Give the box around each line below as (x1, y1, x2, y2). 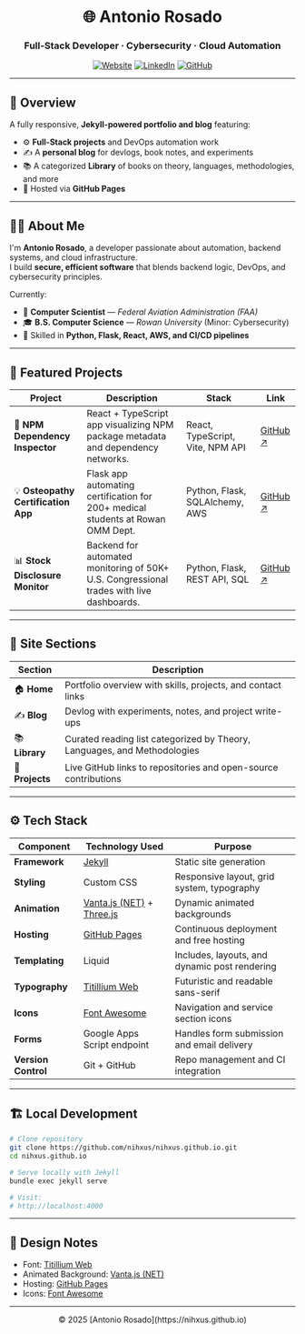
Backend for (85, 538, 139, 551)
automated (85, 550, 133, 563)
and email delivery (174, 1038, 253, 1051)
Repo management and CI (174, 1053, 286, 1066)
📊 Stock (14, 555, 52, 567)
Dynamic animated (174, 896, 255, 908)
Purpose (214, 839, 252, 852)
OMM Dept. (85, 524, 136, 537)
